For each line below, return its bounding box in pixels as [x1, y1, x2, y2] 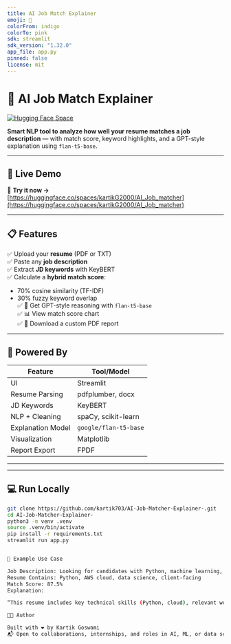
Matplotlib [76, 434, 110, 444]
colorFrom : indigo [7, 23, 60, 30]
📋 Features [7, 228, 58, 239]
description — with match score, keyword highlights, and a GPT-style [7, 134, 205, 142]
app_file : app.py [7, 49, 57, 56]
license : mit [7, 61, 45, 68]
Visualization [10, 434, 52, 444]
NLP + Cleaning [10, 412, 61, 421]
